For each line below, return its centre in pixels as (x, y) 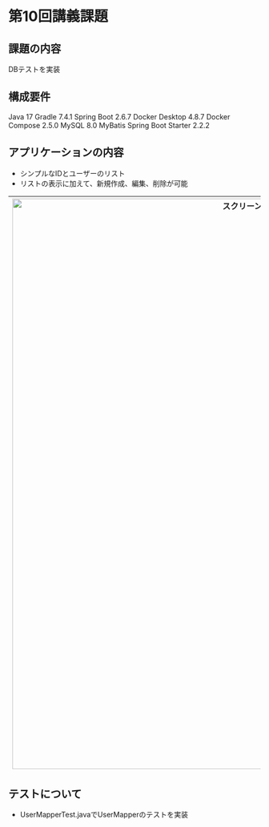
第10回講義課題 (58, 16)
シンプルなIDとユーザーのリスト (72, 173)
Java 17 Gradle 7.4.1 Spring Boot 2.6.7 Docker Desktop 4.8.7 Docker (119, 116)
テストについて (45, 794)
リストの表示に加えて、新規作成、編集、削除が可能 (104, 183)
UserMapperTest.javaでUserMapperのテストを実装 (104, 815)
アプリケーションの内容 (66, 153)
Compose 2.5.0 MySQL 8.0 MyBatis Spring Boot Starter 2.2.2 (109, 125)
